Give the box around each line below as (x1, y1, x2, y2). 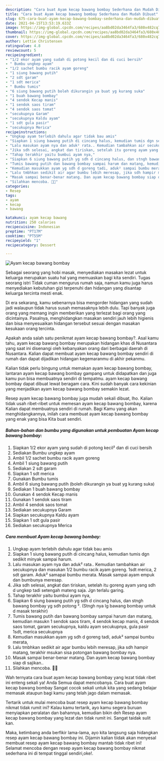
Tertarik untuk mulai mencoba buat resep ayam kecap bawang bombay (5, 700, 148, 705)
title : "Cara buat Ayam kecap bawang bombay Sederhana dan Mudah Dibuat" (5, 12, 159, 17)
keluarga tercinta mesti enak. (5, 291, 64, 296)
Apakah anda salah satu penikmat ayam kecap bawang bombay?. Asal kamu (5, 335, 159, 341)
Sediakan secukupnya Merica (12, 523, 73, 528)
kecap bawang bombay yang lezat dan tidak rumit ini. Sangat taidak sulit (5, 715, 151, 721)
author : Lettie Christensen (5, 39, 63, 44)
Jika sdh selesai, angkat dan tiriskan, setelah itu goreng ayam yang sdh (12, 582, 156, 588)
